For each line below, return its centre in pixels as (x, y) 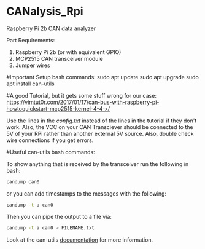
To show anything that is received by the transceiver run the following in (98, 164)
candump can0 (23, 182)
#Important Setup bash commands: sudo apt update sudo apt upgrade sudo (103, 77)
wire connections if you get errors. (50, 140)
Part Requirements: (31, 40)
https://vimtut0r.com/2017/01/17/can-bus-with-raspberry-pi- (83, 102)
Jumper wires (33, 65)
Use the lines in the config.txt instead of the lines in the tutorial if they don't (102, 121)
